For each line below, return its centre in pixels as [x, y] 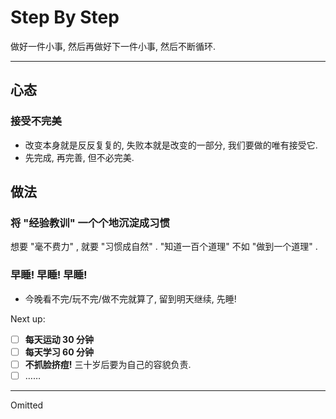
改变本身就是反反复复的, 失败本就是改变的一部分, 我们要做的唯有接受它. [171, 145]
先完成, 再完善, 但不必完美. [79, 157]
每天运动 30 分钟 [59, 339]
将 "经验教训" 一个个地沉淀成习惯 [90, 223]
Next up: [28, 318]
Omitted [27, 405]
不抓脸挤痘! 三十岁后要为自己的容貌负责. [108, 364]
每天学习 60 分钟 [59, 352]
